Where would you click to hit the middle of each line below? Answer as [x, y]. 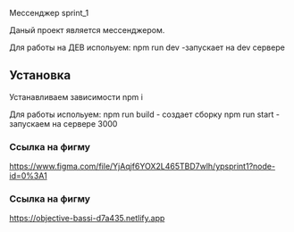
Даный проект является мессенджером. [87, 30]
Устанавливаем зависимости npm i [76, 96]
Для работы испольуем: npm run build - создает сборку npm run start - [144, 114]
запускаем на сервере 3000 [63, 123]
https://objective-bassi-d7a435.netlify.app [87, 219]
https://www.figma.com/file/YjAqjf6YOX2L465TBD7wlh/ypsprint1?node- [142, 166]
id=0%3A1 [28, 176]
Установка [40, 75]
